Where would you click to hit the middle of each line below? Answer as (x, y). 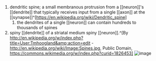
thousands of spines (37, 28)
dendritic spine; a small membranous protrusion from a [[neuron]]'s (77, 7)
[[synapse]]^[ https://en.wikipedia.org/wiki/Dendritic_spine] (68, 17)
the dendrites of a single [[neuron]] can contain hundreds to (77, 22)
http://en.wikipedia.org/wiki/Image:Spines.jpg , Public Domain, (71, 48)
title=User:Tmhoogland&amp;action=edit (50, 43)
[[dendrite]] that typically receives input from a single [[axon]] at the (77, 12)
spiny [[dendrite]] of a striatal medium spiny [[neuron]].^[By (69, 33)
